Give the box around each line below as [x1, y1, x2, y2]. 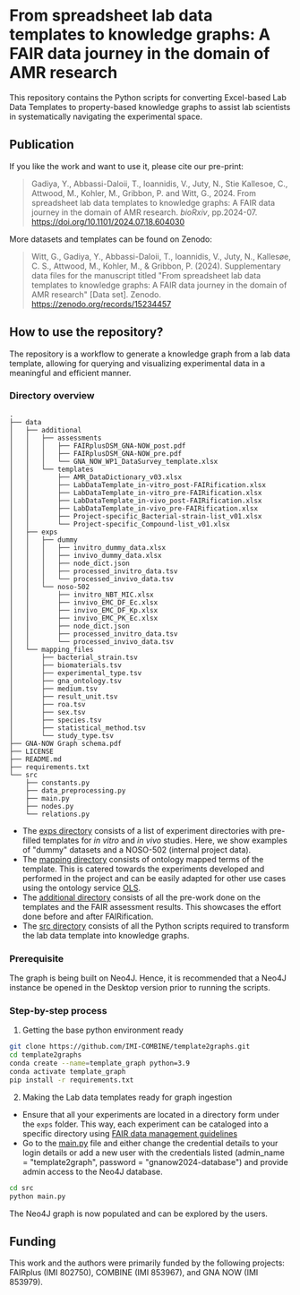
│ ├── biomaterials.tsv [9, 660, 123, 670]
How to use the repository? [9, 324, 164, 340]
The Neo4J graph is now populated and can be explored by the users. [9, 1208, 269, 1219]
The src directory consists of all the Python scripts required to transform [21, 920, 289, 931]
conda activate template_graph [9, 1068, 126, 1076]
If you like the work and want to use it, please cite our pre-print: [9, 160, 244, 171]
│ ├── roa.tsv [9, 699, 87, 708]
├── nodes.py [25, 802, 74, 810]
